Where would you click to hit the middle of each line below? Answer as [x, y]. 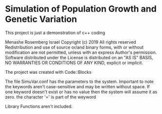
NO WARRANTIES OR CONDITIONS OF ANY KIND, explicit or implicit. [74, 63]
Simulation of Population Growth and [81, 9]
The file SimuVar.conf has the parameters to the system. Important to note [80, 81]
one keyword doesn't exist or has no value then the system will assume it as [81, 92]
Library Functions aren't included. [39, 106]
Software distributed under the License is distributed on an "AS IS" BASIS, [79, 57]
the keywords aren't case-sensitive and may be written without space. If [77, 86]
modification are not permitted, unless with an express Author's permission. [81, 52]
